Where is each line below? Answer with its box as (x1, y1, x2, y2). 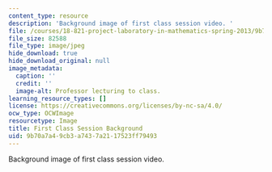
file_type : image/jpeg (8, 42, 85, 50)
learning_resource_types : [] (8, 94, 107, 103)
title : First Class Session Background (8, 124, 143, 132)
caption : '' (15, 72, 57, 80)
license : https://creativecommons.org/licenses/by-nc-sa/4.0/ (8, 102, 223, 110)
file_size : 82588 (8, 34, 67, 43)
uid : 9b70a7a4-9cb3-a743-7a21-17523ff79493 (8, 132, 158, 140)
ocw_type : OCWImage (8, 110, 74, 118)
